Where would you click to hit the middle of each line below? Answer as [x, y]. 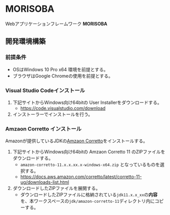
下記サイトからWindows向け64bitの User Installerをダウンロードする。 [87, 102]
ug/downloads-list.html [45, 182]
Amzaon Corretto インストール [43, 128]
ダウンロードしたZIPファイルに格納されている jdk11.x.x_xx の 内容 [89, 195]
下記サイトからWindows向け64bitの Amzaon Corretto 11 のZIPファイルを [89, 152]
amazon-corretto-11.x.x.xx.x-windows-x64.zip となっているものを [90, 165]
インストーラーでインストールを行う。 [53, 114]
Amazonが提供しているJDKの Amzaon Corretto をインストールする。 [77, 141]
